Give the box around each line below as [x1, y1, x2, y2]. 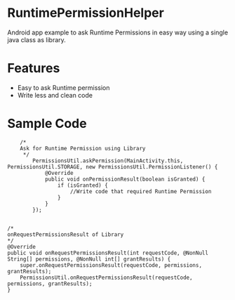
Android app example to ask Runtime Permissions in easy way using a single [7, 28, 229, 37]
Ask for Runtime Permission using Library [20, 145, 146, 152]
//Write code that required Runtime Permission [69, 188, 212, 195]
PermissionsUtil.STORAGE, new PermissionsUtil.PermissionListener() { [7, 163, 218, 170]
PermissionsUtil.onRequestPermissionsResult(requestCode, [20, 274, 193, 281]
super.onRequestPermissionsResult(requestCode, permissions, [20, 261, 202, 268]
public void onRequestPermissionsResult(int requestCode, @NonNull [7, 249, 209, 256]
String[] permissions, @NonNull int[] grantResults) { [7, 255, 171, 263]
